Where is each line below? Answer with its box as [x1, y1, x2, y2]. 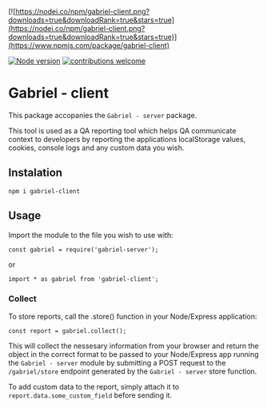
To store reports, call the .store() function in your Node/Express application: [8, 311, 257, 321]
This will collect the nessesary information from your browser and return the [8, 341, 260, 351]
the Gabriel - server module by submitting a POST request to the [8, 358, 226, 367]
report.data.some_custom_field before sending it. [8, 390, 173, 400]
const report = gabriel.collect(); [8, 327, 127, 335]
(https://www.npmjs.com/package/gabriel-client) [8, 41, 170, 50]
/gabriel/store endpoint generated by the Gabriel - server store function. [8, 366, 257, 376]
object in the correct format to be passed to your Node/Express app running [8, 349, 259, 358]
